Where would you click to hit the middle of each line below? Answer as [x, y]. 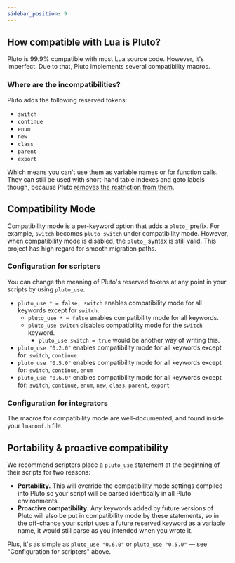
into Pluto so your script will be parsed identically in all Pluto [104, 493]
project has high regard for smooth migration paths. [82, 248]
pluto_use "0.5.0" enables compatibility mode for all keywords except [120, 362]
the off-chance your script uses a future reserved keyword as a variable [121, 523]
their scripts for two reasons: [49, 472]
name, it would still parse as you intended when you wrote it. [105, 530]
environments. [38, 501]
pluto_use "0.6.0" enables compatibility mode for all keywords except [120, 377]
